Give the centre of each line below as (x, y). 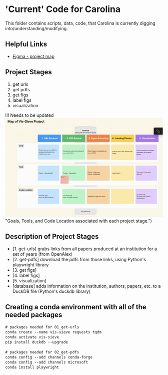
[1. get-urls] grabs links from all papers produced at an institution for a (85, 249)
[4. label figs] (26, 275)
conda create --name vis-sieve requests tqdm (53, 332)
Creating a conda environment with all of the (76, 307)
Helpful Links (26, 44)
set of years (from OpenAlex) (42, 254)
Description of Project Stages (52, 237)
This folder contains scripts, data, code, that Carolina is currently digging (80, 23)
